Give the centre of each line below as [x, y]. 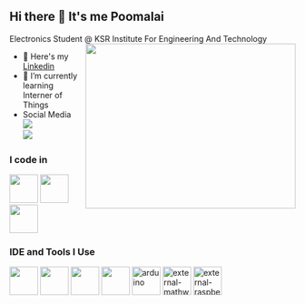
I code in [29, 159]
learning [38, 85]
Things [35, 105]
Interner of [43, 95]
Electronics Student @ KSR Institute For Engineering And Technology [138, 38]
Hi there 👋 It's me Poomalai [87, 17]
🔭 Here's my [45, 56]
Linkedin [39, 66]
